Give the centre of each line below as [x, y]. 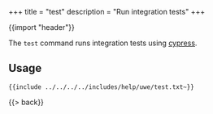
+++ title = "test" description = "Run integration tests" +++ [107, 12]
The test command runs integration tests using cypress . [103, 43]
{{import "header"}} [41, 27]
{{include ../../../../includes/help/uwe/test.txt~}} [102, 87]
